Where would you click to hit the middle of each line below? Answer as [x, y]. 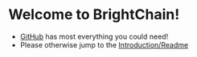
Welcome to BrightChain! [94, 15]
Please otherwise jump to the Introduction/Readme [104, 44]
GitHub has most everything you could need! [94, 36]
